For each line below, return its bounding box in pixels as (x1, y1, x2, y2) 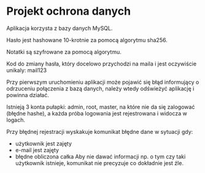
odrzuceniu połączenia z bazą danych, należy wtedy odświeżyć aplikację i (6, 84, 195, 92)
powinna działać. (6, 91, 49, 98)
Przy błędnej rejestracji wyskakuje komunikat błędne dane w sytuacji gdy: (6, 128, 193, 135)
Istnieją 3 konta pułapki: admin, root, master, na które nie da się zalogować (6, 103, 195, 111)
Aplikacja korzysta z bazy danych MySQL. (6, 24, 113, 32)
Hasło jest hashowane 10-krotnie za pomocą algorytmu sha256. (6, 36, 168, 43)
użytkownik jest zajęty (15, 139, 72, 147)
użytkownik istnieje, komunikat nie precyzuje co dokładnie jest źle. (15, 159, 184, 166)
